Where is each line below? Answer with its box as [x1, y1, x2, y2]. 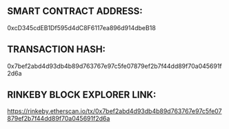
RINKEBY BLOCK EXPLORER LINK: [7, 89, 157, 101]
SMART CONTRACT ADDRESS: [7, 5, 143, 17]
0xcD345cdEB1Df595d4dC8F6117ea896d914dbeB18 [7, 23, 157, 32]
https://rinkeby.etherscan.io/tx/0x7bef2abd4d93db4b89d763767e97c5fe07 [7, 107, 222, 115]
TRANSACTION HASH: [7, 44, 106, 56]
